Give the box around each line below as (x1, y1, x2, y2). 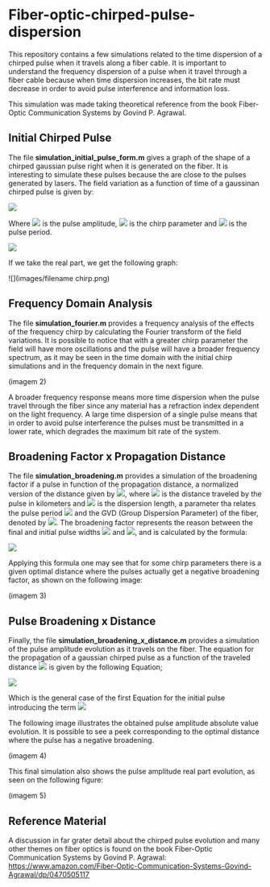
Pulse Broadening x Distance (8, 614, 156, 628)
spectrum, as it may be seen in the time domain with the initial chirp (8, 352, 233, 362)
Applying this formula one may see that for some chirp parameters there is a (8, 558, 262, 568)
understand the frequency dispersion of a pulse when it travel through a (8, 66, 247, 76)
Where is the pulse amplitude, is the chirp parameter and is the (8, 218, 247, 228)
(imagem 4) (8, 751, 47, 761)
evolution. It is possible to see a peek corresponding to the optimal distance (8, 727, 260, 736)
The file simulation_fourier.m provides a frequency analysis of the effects (8, 318, 255, 328)
